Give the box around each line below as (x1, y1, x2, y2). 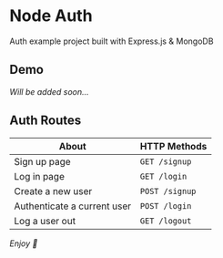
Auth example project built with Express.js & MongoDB (9, 36, 214, 46)
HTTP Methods (139, 139, 208, 152)
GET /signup (139, 156, 192, 167)
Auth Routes (9, 113, 82, 129)
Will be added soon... (9, 86, 89, 97)
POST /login (139, 201, 192, 211)
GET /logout (139, 215, 192, 226)
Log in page (14, 170, 66, 182)
